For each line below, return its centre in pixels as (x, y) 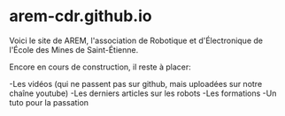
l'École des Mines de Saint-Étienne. (74, 49)
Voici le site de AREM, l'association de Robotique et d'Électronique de (136, 40)
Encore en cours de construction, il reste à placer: (100, 67)
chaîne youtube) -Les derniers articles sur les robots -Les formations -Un (143, 93)
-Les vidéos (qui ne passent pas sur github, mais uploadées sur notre (136, 83)
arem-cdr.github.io (81, 16)
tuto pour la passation (49, 102)
